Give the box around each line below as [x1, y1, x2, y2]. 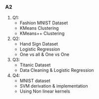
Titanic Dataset [19, 62, 51, 68]
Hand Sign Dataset [19, 41, 58, 47]
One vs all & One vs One [19, 51, 69, 57]
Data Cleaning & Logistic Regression [19, 67, 94, 73]
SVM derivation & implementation [19, 83, 88, 89]
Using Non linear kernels [19, 88, 70, 95]
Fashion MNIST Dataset [19, 20, 68, 26]
